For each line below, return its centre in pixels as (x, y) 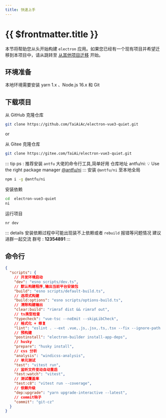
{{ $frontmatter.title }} (52, 34)
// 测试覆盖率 (27, 379)
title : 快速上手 (20, 10)
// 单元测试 (25, 360)
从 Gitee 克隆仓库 (23, 144)
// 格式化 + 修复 (30, 323)
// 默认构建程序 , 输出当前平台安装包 (46, 286)
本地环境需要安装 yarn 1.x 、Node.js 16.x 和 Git (53, 85)
